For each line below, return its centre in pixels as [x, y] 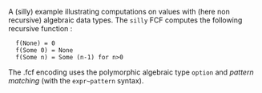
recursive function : [40, 28]
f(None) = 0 [36, 43]
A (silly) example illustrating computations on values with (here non [119, 12]
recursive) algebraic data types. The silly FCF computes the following [125, 20]
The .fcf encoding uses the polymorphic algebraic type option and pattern [131, 72]
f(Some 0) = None [44, 51]
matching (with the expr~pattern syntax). [76, 81]
